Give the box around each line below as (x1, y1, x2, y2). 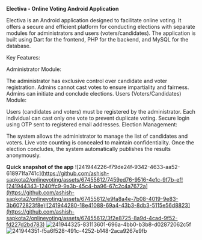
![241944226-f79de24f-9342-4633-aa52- (75, 164, 180, 170)
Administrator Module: (6, 66, 62, 73)
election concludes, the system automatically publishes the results (6, 146, 171, 152)
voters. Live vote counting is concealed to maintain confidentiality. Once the (6, 139, 194, 146)
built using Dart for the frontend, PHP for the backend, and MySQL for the (6, 36, 189, 43)
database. (6, 42, 31, 49)
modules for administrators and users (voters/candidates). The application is (6, 29, 196, 37)
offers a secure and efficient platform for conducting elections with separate (6, 23, 195, 30)
